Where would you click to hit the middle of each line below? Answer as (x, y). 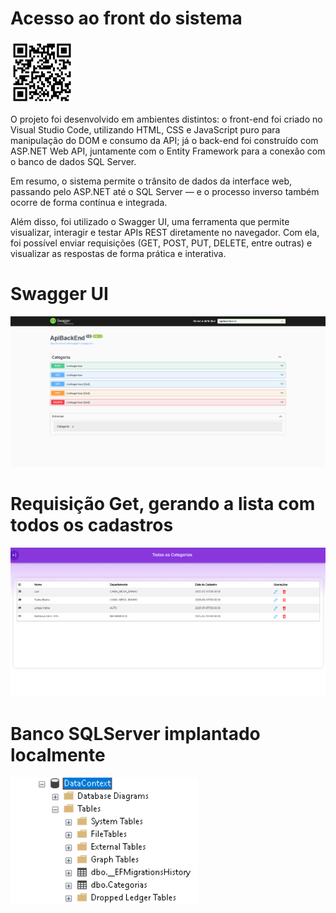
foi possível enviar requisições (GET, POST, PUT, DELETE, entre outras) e (161, 243)
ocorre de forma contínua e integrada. (89, 202)
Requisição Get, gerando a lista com (163, 504)
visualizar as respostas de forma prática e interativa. (118, 253)
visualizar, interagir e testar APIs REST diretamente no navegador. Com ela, (165, 232)
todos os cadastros (92, 525)
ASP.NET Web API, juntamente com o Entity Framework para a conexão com (168, 151)
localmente (58, 755)
